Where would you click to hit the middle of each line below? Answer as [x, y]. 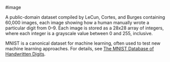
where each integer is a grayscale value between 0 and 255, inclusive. [79, 33]
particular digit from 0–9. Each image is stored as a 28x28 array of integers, [84, 28]
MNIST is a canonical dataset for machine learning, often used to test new [83, 43]
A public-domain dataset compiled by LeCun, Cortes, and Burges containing [85, 17]
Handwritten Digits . [25, 54]
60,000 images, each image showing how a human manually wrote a [77, 23]
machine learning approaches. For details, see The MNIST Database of [80, 49]
